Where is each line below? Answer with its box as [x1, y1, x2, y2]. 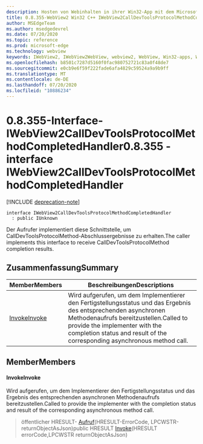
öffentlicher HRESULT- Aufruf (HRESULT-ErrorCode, [21, 419, 150, 426]
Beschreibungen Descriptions [88, 280, 174, 289]
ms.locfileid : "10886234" [6, 88, 71, 94]
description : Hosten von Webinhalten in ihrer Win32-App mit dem [6, 8, 174, 15]
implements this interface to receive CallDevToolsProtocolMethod [6, 239, 170, 246]
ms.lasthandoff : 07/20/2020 [6, 82, 77, 88]
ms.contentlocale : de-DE [6, 76, 69, 82]
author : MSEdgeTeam [6, 20, 56, 26]
